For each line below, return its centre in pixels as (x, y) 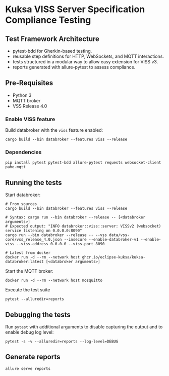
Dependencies (23, 152)
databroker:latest (24, 262)
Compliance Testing (48, 20)
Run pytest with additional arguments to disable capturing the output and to (84, 327)
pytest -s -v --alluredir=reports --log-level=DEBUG (62, 342)
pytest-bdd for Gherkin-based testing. (52, 51)
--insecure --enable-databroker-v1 (101, 240)
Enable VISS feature (30, 119)
